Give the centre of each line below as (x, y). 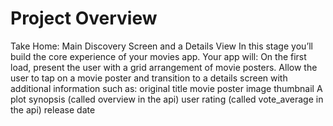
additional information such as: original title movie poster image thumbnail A (166, 88)
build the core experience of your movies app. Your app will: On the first (158, 56)
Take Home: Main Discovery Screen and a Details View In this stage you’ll (161, 46)
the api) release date (53, 109)
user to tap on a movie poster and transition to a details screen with (149, 78)
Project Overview (84, 18)
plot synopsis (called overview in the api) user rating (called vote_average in (167, 99)
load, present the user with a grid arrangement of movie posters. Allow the (164, 67)
